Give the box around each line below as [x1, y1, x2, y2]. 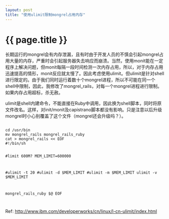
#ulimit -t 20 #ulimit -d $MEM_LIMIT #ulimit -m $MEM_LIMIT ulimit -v [5, 170, 157, 175]
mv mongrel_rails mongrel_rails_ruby [5, 132, 85, 137]
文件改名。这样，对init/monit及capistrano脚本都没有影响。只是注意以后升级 [5, 107, 162, 113]
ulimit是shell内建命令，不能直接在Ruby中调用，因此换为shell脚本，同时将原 [5, 100, 162, 107]
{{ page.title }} [5, 34, 68, 46]
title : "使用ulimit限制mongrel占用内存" [5, 12, 86, 17]
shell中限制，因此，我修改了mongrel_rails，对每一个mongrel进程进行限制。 [5, 83, 162, 89]
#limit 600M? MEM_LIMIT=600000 [5, 153, 71, 159]
